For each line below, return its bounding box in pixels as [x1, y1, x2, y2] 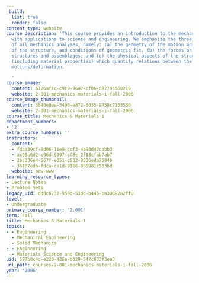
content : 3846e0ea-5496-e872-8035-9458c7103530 [11, 102, 131, 108]
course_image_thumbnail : [6, 97, 68, 103]
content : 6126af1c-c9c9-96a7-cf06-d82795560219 [11, 85, 131, 92]
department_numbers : [6, 119, 57, 125]
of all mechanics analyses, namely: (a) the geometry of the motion [11, 42, 184, 48]
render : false [11, 20, 46, 26]
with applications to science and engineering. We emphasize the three [11, 36, 192, 42]
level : [6, 196, 23, 202]
